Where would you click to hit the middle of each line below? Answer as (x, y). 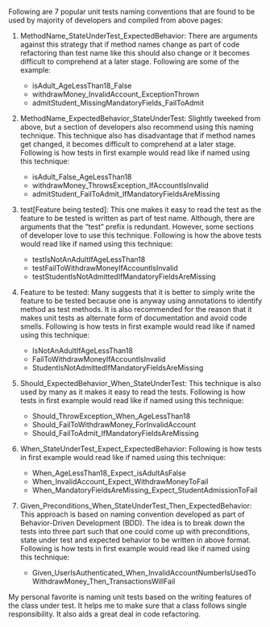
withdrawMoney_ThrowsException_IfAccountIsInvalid (120, 185)
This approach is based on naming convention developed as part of (132, 514)
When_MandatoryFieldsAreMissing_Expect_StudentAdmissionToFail (145, 490)
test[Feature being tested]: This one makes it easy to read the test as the (141, 210)
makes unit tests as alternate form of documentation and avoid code (133, 318)
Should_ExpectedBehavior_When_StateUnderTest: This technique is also (141, 383)
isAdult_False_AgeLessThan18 (82, 177)
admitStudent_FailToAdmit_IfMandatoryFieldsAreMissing (126, 194)
